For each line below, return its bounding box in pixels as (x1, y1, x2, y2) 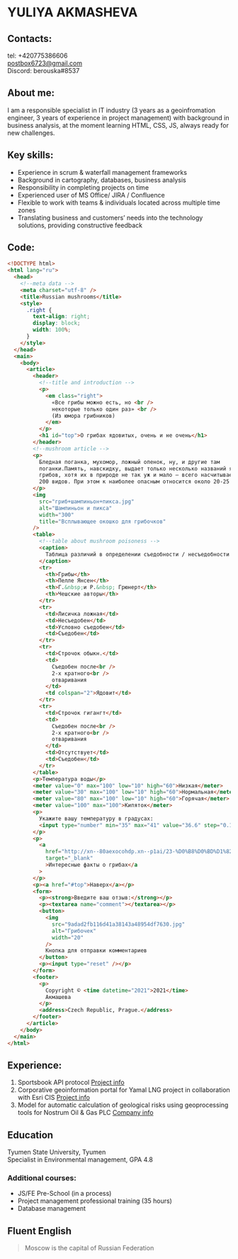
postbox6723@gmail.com (7, 59, 83, 67)
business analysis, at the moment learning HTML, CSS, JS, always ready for (7, 121, 229, 129)
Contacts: (7, 33, 52, 45)
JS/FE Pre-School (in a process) (17, 1189, 112, 1198)
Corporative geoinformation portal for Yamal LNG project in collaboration (17, 1086, 230, 1094)
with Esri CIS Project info (17, 1093, 91, 1102)
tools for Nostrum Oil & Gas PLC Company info (17, 1108, 154, 1117)
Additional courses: (7, 1173, 76, 1183)
